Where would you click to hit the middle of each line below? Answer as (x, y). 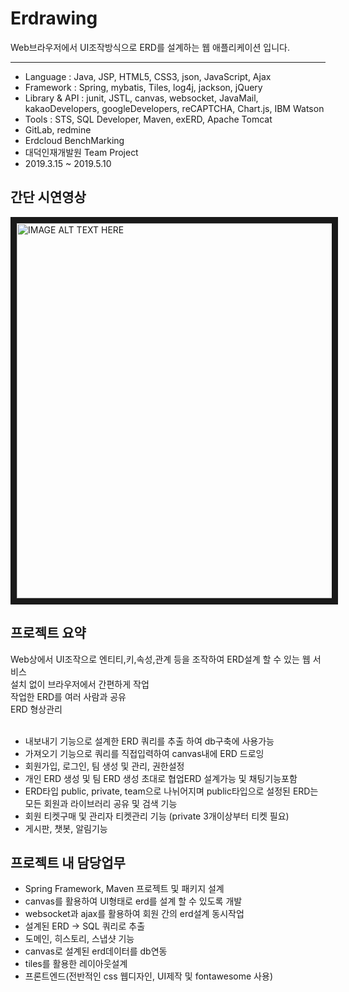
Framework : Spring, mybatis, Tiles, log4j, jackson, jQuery (143, 87)
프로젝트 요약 (48, 633)
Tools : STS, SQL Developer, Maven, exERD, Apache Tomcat (148, 119)
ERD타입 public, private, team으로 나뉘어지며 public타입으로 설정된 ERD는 (171, 791)
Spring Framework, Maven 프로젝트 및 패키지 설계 (124, 889)
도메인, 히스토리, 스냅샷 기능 (79, 939)
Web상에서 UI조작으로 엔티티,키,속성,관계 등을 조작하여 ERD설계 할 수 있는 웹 (160, 659)
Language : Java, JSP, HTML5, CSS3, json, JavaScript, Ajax (148, 76)
